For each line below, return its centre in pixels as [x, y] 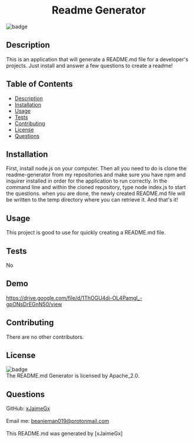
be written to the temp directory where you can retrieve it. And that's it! [92, 200]
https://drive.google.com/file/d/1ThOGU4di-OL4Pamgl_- [74, 297]
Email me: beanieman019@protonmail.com [58, 421]
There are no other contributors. [45, 337]
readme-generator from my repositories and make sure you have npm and [96, 175]
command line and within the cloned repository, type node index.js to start [96, 187]
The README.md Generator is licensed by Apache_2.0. [73, 376]
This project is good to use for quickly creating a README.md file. [86, 233]
